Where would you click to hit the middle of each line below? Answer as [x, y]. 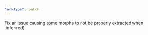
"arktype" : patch [22, 9]
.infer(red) [15, 28]
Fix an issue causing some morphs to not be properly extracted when [74, 23]
